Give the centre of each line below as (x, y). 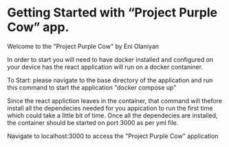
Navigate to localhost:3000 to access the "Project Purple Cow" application (113, 136)
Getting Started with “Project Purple (112, 13)
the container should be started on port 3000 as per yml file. (93, 122)
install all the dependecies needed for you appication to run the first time (110, 108)
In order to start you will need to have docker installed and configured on (110, 59)
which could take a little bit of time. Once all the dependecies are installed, (112, 115)
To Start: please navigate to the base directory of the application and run (110, 80)
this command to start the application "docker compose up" (92, 87)
